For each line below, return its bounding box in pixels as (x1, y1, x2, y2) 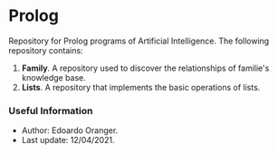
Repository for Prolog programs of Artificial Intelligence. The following (8, 35, 270, 46)
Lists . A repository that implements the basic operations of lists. (21, 82, 261, 92)
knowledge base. (21, 72, 87, 82)
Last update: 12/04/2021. (21, 135, 115, 146)
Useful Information (8, 104, 93, 117)
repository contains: (8, 44, 83, 55)
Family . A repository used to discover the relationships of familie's (21, 63, 270, 73)
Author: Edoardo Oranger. (21, 125, 119, 136)
